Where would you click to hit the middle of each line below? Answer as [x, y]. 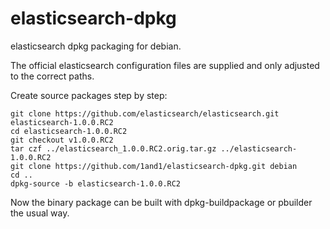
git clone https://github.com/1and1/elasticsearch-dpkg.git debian [154, 166]
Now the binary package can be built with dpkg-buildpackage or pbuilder [161, 202]
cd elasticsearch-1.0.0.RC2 [69, 131]
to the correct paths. [52, 76]
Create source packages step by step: [89, 95]
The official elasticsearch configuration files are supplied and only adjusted [165, 65]
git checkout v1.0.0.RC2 [62, 140]
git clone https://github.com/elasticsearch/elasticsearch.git [145, 113]
